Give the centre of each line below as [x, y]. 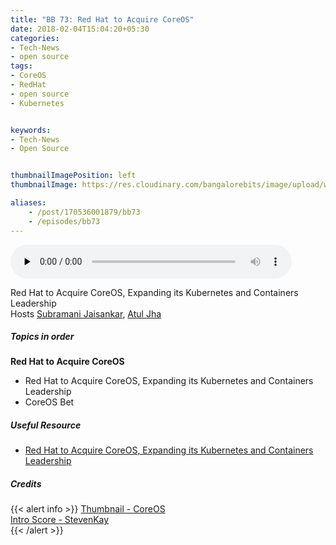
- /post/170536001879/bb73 [84, 212]
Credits [26, 484]
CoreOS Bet [49, 402]
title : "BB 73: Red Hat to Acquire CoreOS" [102, 19]
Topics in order [42, 337]
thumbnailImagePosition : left [73, 176]
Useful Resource [46, 425]
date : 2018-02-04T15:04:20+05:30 [80, 29]
